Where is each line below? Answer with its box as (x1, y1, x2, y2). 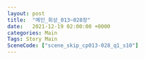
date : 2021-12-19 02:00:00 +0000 (7, 23, 111, 30)
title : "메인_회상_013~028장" (7, 17, 91, 23)
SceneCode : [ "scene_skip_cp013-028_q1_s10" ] (7, 42, 139, 49)
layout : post (7, 10, 45, 17)
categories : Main (7, 29, 58, 37)
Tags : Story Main (7, 36, 58, 43)
